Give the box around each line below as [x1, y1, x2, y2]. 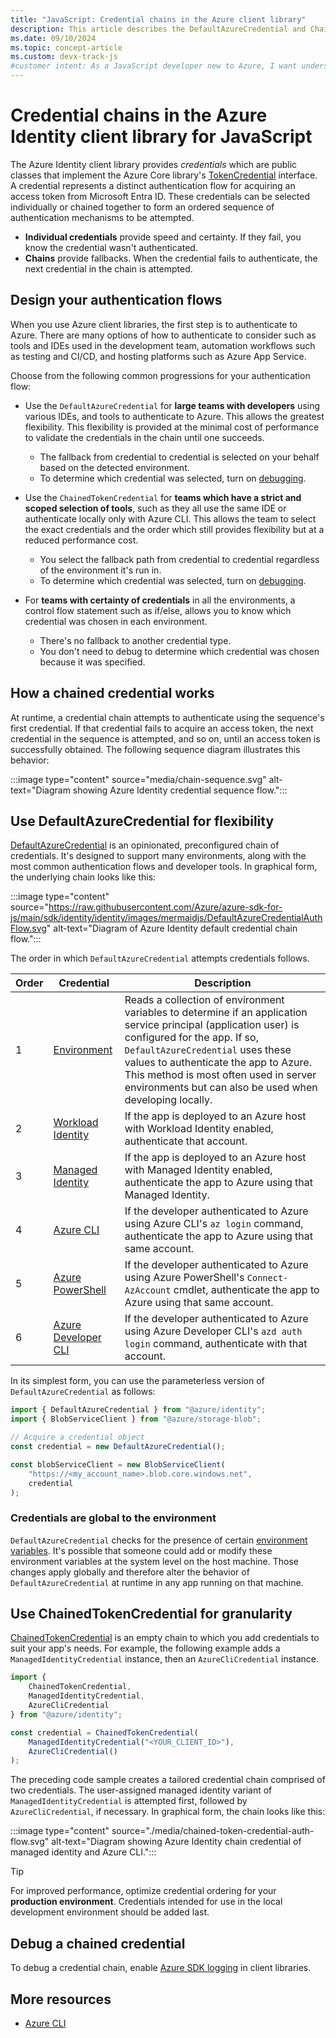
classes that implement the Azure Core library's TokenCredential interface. [10, 169, 318, 181]
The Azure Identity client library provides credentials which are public [10, 158, 298, 170]
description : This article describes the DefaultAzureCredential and [10, 24, 307, 34]
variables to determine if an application [124, 1006, 308, 1020]
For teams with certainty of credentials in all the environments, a [24, 594, 296, 606]
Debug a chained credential [10, 1935, 186, 1952]
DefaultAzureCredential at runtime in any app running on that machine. [10, 1576, 304, 1588]
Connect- [246, 1272, 289, 1284]
